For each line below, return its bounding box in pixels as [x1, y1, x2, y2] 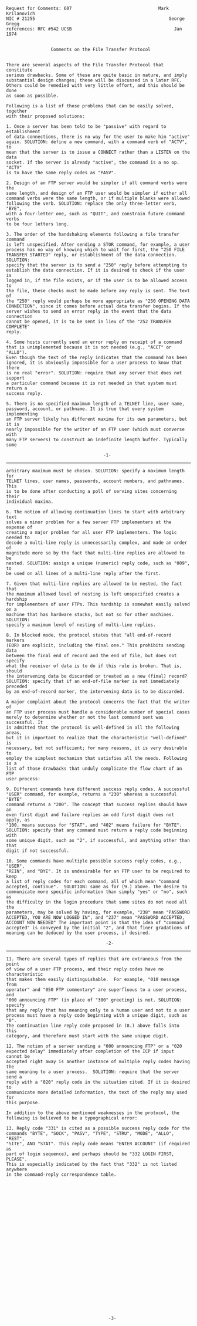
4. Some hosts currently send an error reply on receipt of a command [6, 339, 182, 345]
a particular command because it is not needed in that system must [6, 380, 177, 386]
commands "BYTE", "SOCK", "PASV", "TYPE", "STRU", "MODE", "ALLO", [6, 1131, 175, 1136]
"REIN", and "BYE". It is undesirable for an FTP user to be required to [6, 868, 191, 874]
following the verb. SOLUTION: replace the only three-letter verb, [6, 201, 177, 207]
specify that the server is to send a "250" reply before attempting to [6, 262, 188, 268]
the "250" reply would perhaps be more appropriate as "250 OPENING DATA [6, 298, 191, 304]
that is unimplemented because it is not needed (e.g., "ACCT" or [6, 344, 172, 350]
